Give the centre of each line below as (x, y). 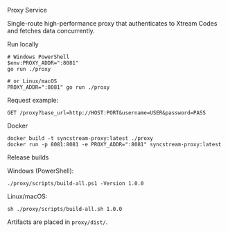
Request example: (33, 100)
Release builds (28, 157)
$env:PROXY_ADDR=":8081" (43, 63)
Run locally (23, 44)
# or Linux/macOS (32, 81)
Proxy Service (27, 10)
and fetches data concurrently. (51, 31)
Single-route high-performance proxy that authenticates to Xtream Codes (112, 23)
